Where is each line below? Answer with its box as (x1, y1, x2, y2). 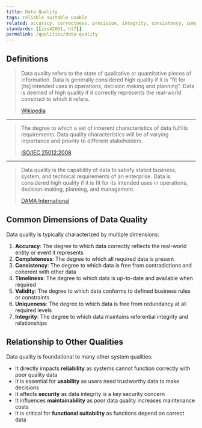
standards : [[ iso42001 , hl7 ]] (6, 25, 82, 32)
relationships (14, 319, 47, 327)
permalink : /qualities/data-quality (6, 31, 98, 37)
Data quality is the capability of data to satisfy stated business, (20, 166, 177, 173)
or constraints (14, 293, 50, 301)
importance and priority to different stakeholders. (20, 137, 143, 144)
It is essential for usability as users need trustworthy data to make (14, 377, 180, 385)
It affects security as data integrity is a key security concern (14, 390, 165, 397)
